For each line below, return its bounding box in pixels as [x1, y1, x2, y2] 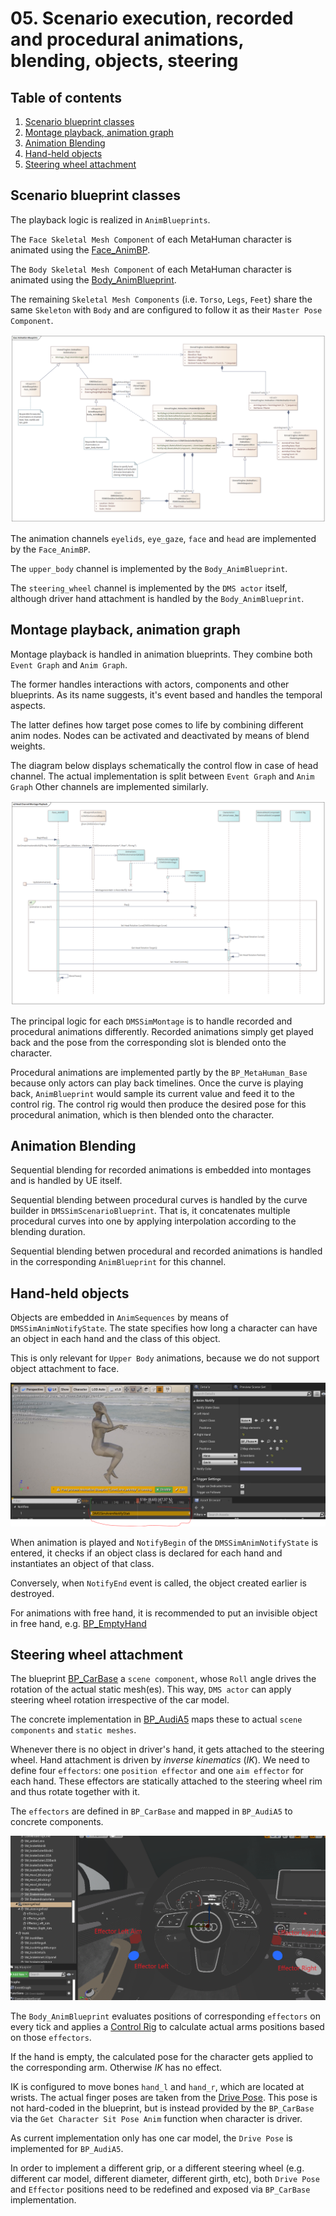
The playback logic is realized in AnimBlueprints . [10, 213, 211, 226]
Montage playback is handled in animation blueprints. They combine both [10, 648, 313, 660]
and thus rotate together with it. [10, 1786, 141, 1798]
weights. [10, 740, 46, 752]
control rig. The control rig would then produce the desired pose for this [10, 1098, 307, 1110]
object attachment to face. [10, 1363, 120, 1375]
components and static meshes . [10, 1724, 137, 1736]
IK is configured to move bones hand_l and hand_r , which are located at [10, 2080, 305, 2092]
